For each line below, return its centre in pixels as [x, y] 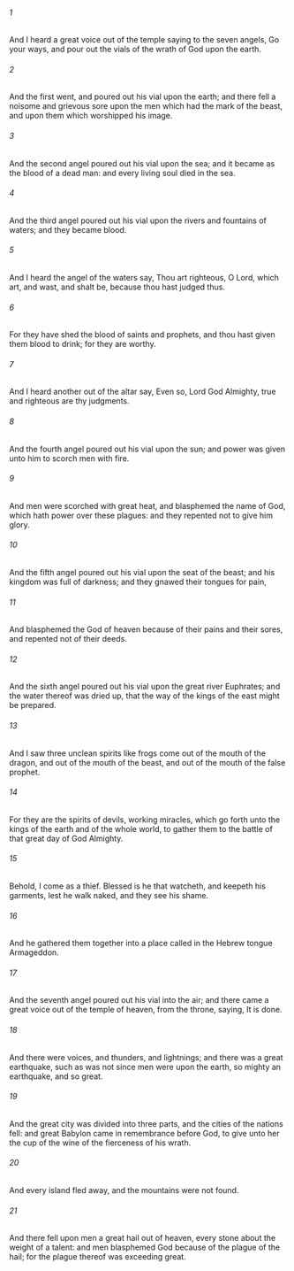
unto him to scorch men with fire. [69, 458]
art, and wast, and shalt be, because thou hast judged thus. [117, 287]
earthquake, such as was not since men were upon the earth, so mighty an [145, 1067]
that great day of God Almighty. [66, 838]
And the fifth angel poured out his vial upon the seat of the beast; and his [142, 573]
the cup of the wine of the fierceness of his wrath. [100, 1143]
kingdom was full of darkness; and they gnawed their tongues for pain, [138, 582]
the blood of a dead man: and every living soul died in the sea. [122, 173]
